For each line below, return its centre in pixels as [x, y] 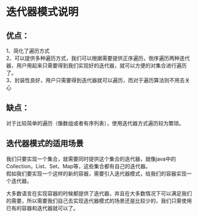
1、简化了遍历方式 [28, 51]
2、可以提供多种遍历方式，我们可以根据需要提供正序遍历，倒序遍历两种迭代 [98, 58]
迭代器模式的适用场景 [45, 144]
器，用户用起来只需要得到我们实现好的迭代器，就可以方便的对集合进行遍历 [96, 66]
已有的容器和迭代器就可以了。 [42, 208]
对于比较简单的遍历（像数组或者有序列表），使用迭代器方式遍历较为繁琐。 [95, 123]
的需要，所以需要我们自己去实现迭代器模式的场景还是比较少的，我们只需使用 [99, 201]
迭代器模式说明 [42, 12]
